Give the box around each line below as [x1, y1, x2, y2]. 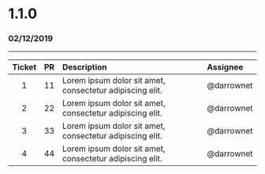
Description [62, 62, 108, 73]
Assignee [207, 62, 244, 73]
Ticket [12, 62, 37, 73]
